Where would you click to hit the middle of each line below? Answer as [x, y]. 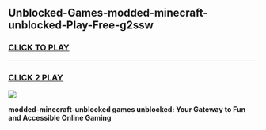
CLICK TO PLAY [39, 48]
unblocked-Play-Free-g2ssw [81, 26]
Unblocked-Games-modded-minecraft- [108, 13]
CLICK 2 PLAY [36, 77]
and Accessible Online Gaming [60, 117]
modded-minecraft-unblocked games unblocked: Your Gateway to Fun [127, 109]
